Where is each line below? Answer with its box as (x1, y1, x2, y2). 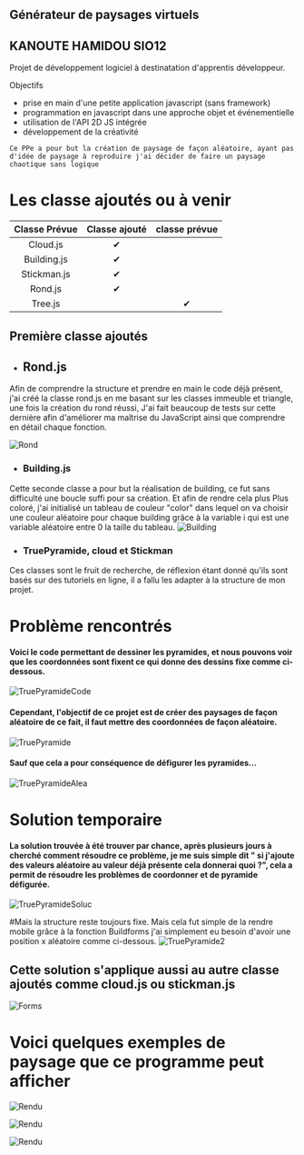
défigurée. (9, 879, 50, 890)
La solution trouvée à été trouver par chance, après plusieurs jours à (9, 840, 272, 851)
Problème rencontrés (9, 616, 172, 637)
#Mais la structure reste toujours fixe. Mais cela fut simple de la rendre (9, 917, 274, 928)
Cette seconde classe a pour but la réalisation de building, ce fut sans (9, 483, 270, 493)
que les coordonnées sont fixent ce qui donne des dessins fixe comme (9, 656, 281, 667)
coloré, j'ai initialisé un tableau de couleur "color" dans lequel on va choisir (9, 502, 289, 513)
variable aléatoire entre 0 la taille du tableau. (9, 522, 175, 533)
